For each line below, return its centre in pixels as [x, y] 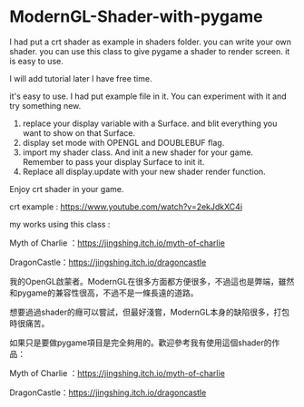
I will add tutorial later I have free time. [81, 78]
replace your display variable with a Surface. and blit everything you [150, 123]
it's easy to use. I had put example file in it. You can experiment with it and [148, 96]
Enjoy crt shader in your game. [67, 189]
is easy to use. [36, 61]
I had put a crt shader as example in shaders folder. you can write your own [151, 42]
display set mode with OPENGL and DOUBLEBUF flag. [123, 142]
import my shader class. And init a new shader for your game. [138, 152]
